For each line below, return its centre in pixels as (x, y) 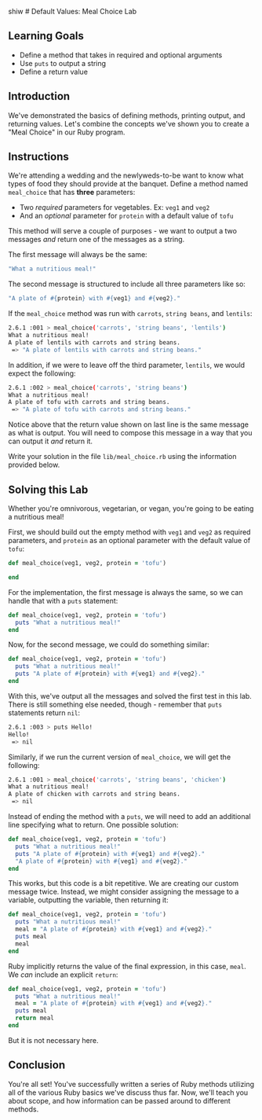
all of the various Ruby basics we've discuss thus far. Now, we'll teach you (128, 1092)
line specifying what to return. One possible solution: (93, 825)
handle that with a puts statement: (63, 600)
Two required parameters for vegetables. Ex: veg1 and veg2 (115, 207)
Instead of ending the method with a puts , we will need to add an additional (129, 816)
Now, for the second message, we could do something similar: (109, 644)
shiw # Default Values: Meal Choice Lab (73, 11)
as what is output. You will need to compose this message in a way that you (130, 433)
